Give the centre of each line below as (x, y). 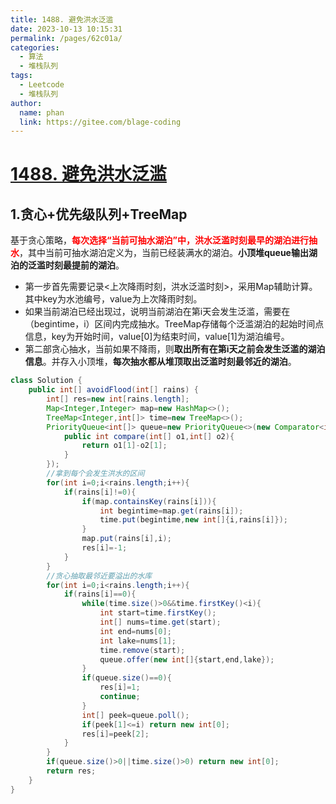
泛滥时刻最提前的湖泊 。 (76, 265)
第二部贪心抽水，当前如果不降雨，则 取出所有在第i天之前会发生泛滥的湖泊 (175, 349)
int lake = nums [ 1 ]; (138, 641)
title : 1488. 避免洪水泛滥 (62, 19)
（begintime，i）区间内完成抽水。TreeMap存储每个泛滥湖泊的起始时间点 (174, 324)
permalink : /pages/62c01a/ (66, 38)
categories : (35, 47)
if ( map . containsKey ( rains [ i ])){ (149, 501)
